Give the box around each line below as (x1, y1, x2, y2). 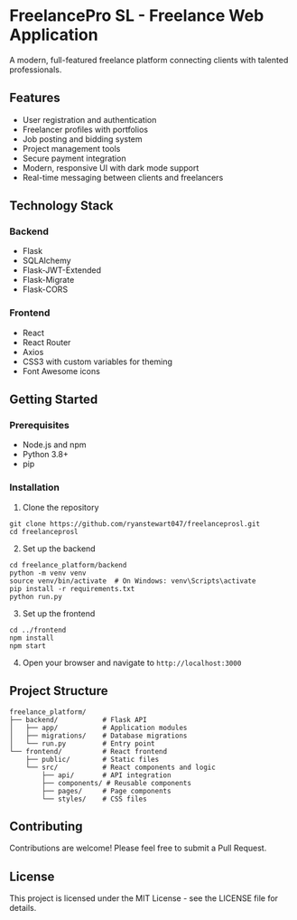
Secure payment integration (22, 153, 126, 164)
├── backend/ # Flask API (9, 715, 147, 724)
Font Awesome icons (22, 365, 101, 376)
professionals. (9, 64, 62, 75)
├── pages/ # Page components (42, 786, 172, 795)
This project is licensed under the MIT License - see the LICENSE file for (9, 893, 278, 904)
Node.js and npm (22, 439, 87, 450)
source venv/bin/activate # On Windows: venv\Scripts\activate (9, 576, 256, 586)
